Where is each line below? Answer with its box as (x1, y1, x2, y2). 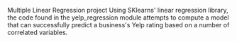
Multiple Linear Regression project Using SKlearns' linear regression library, (7, 6, 228, 14)
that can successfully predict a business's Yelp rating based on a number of (7, 21, 230, 29)
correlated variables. (7, 28, 68, 36)
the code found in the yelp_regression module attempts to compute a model (7, 13, 229, 22)
